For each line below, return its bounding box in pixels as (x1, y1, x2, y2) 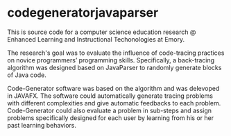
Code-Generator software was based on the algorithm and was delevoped (7, 84, 220, 92)
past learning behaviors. (7, 121, 76, 129)
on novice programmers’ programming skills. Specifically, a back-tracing (7, 56, 215, 64)
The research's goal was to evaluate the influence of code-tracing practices (7, 49, 225, 57)
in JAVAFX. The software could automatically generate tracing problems (7, 92, 214, 100)
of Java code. (7, 71, 46, 79)
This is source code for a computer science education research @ (7, 28, 196, 36)
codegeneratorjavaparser (7, 5, 159, 21)
